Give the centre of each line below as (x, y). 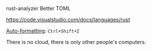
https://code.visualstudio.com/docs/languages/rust (68, 19)
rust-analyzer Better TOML (38, 8)
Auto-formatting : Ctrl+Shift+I (43, 31)
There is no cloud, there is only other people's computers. (76, 42)
